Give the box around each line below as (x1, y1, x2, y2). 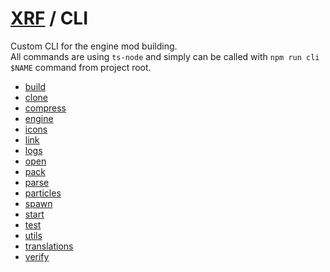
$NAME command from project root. (10, 61, 152, 73)
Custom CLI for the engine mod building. (10, 40, 178, 52)
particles (24, 187, 62, 199)
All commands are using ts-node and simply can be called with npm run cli (10, 50, 320, 62)
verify (24, 250, 50, 262)
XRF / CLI (10, 7, 89, 30)
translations (24, 240, 74, 252)
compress (24, 102, 67, 114)
